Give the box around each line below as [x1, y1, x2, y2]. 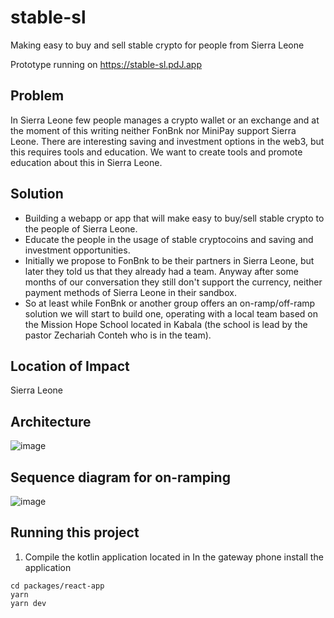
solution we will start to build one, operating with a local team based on [24, 307, 318, 320]
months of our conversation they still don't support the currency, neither [24, 276, 323, 288]
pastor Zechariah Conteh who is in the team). [24, 329, 212, 341]
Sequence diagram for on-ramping [10, 469, 231, 486]
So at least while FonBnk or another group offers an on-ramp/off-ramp [24, 297, 316, 309]
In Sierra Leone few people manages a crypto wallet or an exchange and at [10, 114, 320, 126]
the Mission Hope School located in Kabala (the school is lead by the [24, 318, 308, 330]
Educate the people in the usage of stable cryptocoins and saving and [24, 233, 314, 245]
